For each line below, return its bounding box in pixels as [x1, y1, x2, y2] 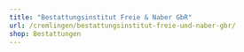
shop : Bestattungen [9, 29, 82, 38]
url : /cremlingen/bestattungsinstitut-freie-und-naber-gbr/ [9, 21, 237, 30]
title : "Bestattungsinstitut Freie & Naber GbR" [9, 12, 193, 22]
